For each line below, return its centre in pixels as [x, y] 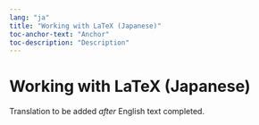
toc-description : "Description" [69, 42]
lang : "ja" [29, 17]
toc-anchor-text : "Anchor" [59, 34]
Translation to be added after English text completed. [107, 112]
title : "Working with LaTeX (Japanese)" [86, 26]
